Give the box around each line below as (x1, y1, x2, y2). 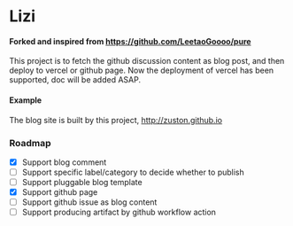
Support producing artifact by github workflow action (21, 207, 217, 218)
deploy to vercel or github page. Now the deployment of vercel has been (9, 65, 274, 76)
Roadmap (9, 136, 51, 149)
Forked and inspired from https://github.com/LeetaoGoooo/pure (9, 35, 251, 46)
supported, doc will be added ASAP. (9, 74, 142, 85)
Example (9, 95, 42, 105)
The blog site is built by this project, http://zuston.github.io (9, 114, 223, 125)
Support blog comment (21, 157, 107, 168)
